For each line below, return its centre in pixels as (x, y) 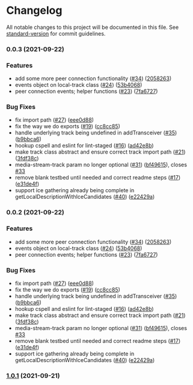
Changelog (34, 11)
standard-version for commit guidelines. (56, 33)
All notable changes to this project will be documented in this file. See (93, 27)
